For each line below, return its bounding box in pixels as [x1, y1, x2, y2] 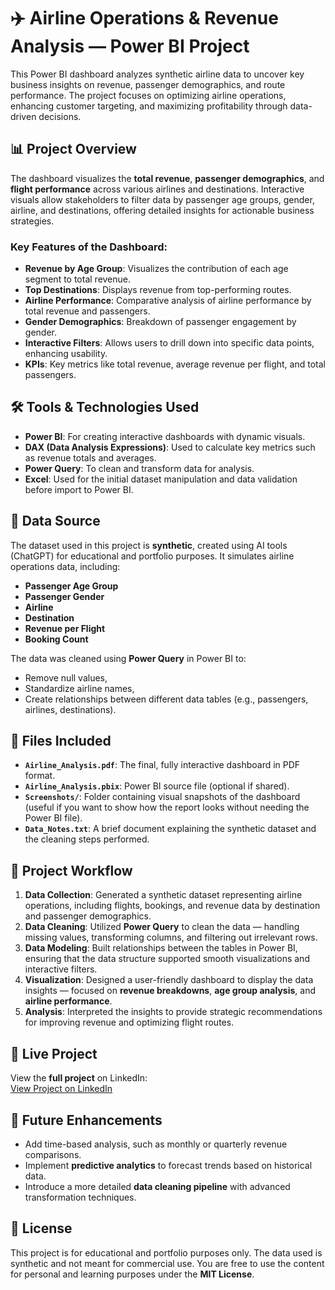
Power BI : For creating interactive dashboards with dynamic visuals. [24, 430, 306, 442]
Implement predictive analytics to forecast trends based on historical [24, 1159, 313, 1171]
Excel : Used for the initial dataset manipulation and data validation [24, 473, 298, 485]
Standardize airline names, [24, 682, 135, 694]
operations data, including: [10, 560, 121, 572]
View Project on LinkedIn [10, 1083, 113, 1095]
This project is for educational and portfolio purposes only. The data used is [10, 1246, 323, 1259]
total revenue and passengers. [24, 305, 151, 317]
